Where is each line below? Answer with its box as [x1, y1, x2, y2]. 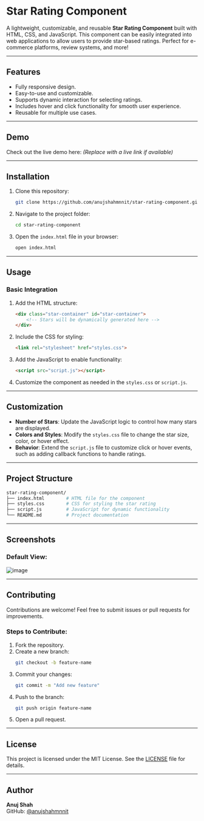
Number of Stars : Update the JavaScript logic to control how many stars [15, 417, 197, 425]
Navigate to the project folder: [15, 211, 90, 218]
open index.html [15, 245, 56, 251]
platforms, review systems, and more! [34, 44, 129, 51]
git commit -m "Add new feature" [15, 682, 100, 688]
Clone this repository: [15, 188, 69, 195]
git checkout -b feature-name [15, 660, 92, 666]
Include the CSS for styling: [15, 333, 84, 340]
